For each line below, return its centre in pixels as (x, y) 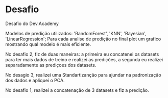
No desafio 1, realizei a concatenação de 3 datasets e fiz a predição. (77, 90)
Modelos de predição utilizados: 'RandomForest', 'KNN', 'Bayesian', (76, 33)
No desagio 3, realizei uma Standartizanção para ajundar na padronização (83, 75)
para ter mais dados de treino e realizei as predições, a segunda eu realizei (84, 59)
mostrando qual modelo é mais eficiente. (48, 44)
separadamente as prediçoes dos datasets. (51, 65)
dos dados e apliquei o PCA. (35, 80)
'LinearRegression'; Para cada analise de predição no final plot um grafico (83, 39)
